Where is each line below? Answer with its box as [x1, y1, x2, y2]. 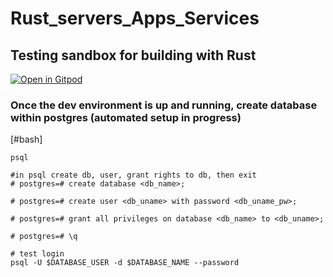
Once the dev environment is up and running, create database [10, 98, 318, 112]
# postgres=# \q [10, 232, 78, 242]
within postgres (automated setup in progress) [10, 110, 242, 124]
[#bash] [10, 133, 43, 146]
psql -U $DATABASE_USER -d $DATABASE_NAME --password [10, 258, 240, 268]
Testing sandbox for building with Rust [10, 47, 257, 64]
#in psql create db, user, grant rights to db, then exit [10, 170, 257, 181]
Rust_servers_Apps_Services [10, 7, 260, 30]
